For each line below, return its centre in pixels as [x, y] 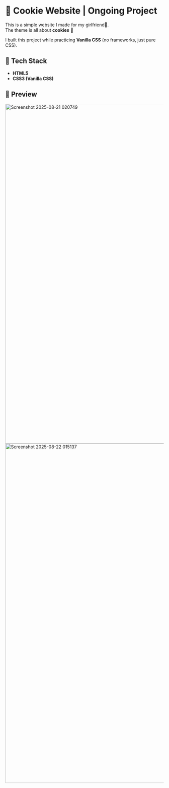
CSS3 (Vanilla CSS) [33, 79]
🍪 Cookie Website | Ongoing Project [81, 11]
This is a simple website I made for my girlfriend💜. [57, 25]
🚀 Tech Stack [26, 61]
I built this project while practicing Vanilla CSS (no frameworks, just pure [80, 40]
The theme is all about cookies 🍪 [39, 30]
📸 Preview [21, 94]
